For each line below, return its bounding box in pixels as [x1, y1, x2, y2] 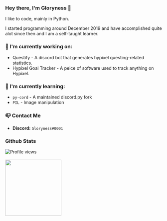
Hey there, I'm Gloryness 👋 [5, 4, 71, 11]
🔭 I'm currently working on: [5, 43, 73, 50]
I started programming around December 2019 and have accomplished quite [5, 25, 162, 31]
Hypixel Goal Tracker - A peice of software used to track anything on [12, 65, 154, 71]
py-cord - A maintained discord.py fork [12, 94, 92, 100]
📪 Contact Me [5, 112, 41, 119]
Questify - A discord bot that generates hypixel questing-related [12, 54, 145, 60]
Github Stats [5, 138, 36, 145]
